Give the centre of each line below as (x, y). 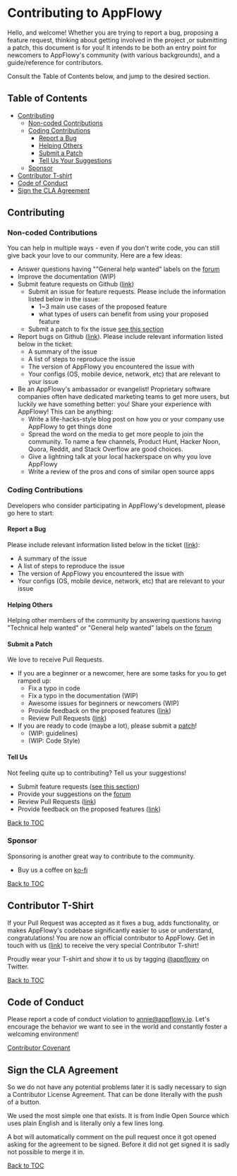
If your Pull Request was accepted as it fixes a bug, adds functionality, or (113, 923)
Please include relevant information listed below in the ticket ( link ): (104, 544)
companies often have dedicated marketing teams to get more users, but (123, 397)
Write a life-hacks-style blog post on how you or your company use (126, 419)
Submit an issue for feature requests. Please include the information (127, 292)
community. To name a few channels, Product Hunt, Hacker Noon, (124, 442)
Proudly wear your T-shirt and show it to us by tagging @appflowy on (108, 959)
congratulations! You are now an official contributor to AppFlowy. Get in (111, 937)
